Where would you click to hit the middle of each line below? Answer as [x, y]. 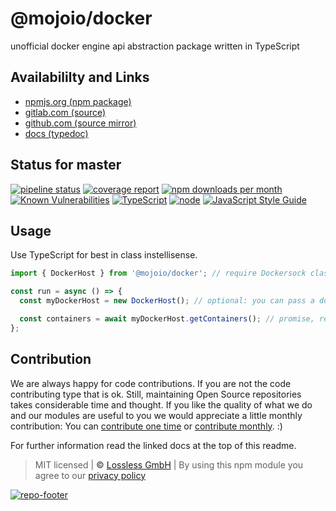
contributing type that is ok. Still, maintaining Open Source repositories [156, 394]
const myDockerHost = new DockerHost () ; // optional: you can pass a [167, 301]
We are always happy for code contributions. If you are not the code [151, 383]
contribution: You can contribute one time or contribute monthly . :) [146, 426]
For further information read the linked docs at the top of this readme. [153, 445]
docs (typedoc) [56, 133]
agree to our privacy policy [90, 475]
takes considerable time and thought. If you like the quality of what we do [161, 404]
